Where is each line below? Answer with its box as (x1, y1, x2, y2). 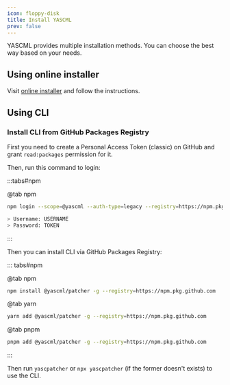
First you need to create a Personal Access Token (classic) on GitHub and (7, 142, 215, 151)
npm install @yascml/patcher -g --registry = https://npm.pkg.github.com (7, 287, 216, 295)
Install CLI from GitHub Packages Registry (7, 127, 149, 137)
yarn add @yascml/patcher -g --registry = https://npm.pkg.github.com (7, 313, 207, 320)
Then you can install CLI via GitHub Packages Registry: (7, 247, 162, 256)
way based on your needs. (7, 49, 82, 57)
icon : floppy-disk (7, 10, 60, 17)
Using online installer (7, 69, 99, 80)
